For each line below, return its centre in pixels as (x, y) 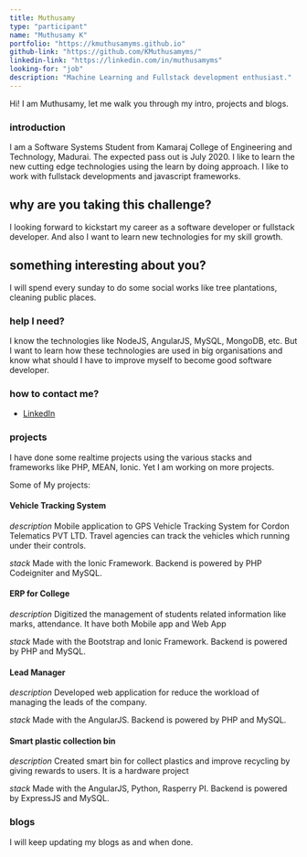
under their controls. (48, 545)
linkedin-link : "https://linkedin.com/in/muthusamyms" (116, 60)
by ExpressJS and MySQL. (59, 798)
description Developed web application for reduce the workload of (135, 692)
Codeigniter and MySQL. (56, 573)
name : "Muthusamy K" (49, 35)
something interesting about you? (108, 266)
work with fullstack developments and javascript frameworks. (125, 177)
